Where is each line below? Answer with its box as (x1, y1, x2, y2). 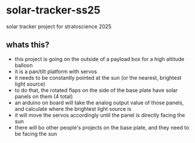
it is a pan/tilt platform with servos (14, 68, 97, 75)
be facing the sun (14, 130, 58, 137)
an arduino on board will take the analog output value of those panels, (14, 99, 184, 106)
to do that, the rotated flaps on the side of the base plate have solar (14, 86, 178, 94)
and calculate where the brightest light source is (14, 105, 132, 112)
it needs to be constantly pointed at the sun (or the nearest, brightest (14, 74, 182, 81)
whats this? (6, 40, 50, 50)
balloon (14, 62, 33, 69)
